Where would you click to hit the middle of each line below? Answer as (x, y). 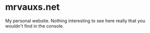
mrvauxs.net (33, 7)
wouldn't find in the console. (35, 26)
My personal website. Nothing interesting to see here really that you (75, 21)
